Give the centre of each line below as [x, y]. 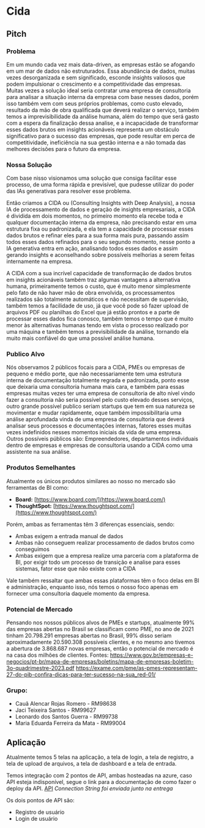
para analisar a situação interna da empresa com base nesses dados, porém [102, 97]
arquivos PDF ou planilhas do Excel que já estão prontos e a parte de [93, 312]
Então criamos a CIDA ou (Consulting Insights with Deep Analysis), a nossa [101, 203]
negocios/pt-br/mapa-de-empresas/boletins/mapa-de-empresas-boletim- [100, 662]
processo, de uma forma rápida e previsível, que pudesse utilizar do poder [100, 185]
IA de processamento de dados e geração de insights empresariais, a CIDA [101, 210]
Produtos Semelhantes [41, 468]
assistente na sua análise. [39, 452]
